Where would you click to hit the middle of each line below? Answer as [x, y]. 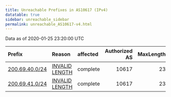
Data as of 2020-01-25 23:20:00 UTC [45, 39]
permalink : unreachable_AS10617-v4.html [49, 24]
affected [88, 54]
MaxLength [151, 54]
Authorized [119, 51]
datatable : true [22, 15]
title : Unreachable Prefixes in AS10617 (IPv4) [57, 10]
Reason [61, 54]
